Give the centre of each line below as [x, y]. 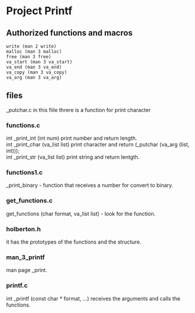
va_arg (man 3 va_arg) [34, 78]
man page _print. [27, 270]
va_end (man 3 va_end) [34, 67]
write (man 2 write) [32, 46]
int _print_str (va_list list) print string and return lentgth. [73, 157]
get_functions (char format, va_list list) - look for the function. [81, 213]
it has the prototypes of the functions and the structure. [74, 242]
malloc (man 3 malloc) [34, 52]
